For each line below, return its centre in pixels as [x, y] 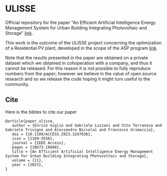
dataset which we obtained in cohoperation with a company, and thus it [79, 63]
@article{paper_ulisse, [30, 121]
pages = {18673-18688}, [36, 147]
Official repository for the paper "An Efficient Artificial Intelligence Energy [80, 22]
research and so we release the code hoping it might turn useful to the [78, 79]
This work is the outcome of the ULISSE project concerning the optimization [83, 42]
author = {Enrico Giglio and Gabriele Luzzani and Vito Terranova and [87, 125]
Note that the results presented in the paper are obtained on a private [77, 57]
